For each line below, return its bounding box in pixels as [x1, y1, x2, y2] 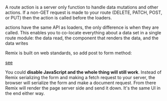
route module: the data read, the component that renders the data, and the [5, 35, 159, 41]
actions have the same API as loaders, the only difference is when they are [5, 24, 159, 30]
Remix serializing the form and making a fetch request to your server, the [5, 75, 155, 80]
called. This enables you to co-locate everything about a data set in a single [5, 30, 161, 35]
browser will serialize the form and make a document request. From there [5, 80, 156, 86]
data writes [5, 40, 28, 46]
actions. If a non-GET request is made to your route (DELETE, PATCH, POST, [5, 9, 162, 15]
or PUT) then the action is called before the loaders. [5, 15, 112, 20]
